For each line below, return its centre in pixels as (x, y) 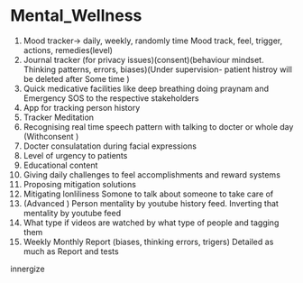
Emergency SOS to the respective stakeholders (111, 98)
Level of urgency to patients (75, 155)
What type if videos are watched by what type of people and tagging (151, 223)
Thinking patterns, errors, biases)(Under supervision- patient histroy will (157, 69)
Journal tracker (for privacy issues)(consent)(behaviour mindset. (143, 59)
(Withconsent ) (51, 136)
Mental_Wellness (76, 16)
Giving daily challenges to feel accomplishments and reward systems (151, 174)
